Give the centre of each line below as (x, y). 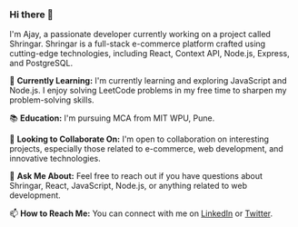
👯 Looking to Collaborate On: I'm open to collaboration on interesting (139, 139)
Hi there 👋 (32, 15)
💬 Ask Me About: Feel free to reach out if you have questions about (136, 176)
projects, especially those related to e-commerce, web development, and (146, 149)
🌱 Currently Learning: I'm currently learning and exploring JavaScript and (148, 81)
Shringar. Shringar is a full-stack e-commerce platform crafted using (138, 44)
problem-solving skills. (52, 100)
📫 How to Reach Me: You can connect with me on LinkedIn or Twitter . (141, 213)
